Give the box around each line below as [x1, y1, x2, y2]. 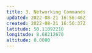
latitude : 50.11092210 [6, 26, 64, 32]
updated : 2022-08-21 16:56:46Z [6, 15, 86, 21]
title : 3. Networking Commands [6, 9, 86, 15]
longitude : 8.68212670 [6, 32, 64, 38]
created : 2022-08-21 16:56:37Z [6, 20, 86, 26]
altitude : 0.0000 [6, 37, 51, 43]
